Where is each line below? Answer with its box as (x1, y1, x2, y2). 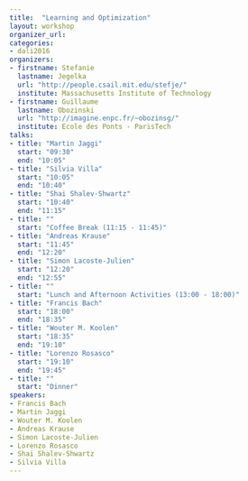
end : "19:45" (17, 365, 67, 375)
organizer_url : (9, 30, 67, 39)
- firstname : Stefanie (9, 64, 95, 73)
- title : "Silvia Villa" (9, 164, 103, 173)
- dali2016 (9, 47, 51, 56)
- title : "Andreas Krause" (9, 231, 111, 240)
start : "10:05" (17, 172, 75, 181)
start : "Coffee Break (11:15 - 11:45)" (17, 223, 168, 232)
